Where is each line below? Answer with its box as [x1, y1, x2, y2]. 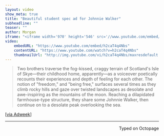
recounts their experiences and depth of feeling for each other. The [17, 76, 153, 82]
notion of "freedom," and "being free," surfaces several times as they [17, 81, 156, 87]
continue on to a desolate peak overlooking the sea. [17, 102, 122, 108]
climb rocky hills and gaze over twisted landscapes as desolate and [17, 86, 153, 93]
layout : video [5, 7, 34, 12]
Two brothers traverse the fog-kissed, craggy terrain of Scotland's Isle [17, 66, 159, 72]
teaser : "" [5, 25, 27, 30]
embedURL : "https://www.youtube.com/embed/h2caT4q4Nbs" [14, 43, 130, 48]
